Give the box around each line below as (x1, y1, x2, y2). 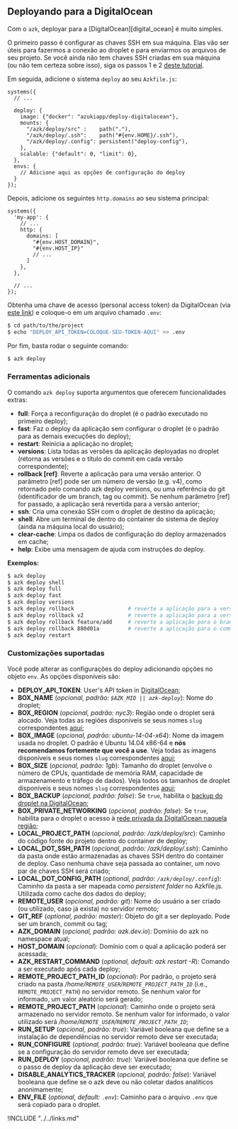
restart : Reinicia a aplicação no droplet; (17, 439, 133, 447)
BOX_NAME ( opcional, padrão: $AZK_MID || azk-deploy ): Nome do (17, 693, 214, 701)
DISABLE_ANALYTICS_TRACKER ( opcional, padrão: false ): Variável (17, 1070, 217, 1079)
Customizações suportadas (7, 648, 105, 658)
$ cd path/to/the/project (7, 322, 84, 329)
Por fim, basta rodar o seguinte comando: (7, 341, 129, 350)
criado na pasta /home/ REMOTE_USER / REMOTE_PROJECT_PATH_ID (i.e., (17, 979, 208, 988)
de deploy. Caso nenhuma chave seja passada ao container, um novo (17, 859, 221, 867)
